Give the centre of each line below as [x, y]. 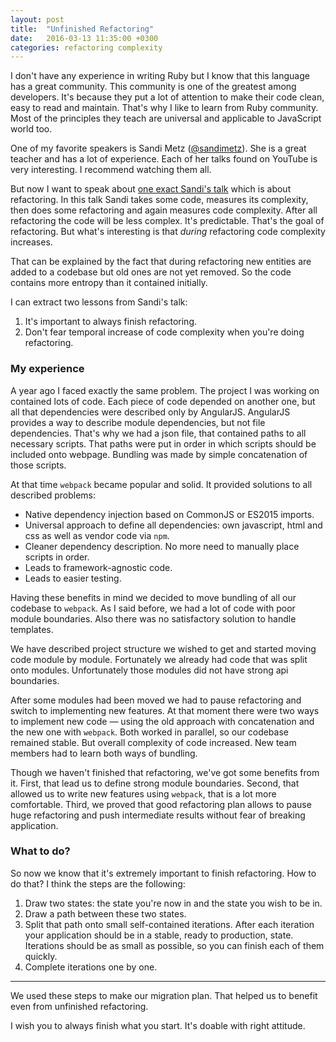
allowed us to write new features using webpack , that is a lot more [143, 793]
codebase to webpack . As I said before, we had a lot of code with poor [153, 608]
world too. [31, 129]
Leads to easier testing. [73, 578]
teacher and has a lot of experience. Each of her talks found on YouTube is [164, 159]
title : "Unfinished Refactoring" [82, 29]
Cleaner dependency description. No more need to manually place [162, 546]
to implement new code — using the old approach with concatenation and [162, 721]
